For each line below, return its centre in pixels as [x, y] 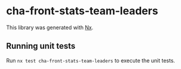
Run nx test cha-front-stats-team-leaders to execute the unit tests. [91, 60]
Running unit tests [41, 46]
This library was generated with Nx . [50, 27]
